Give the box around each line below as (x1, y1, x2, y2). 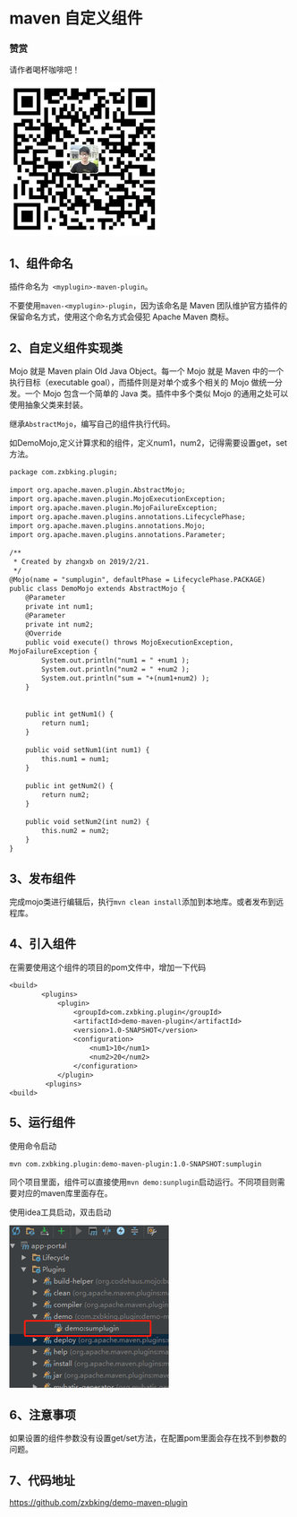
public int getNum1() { (25, 710, 115, 719)
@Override (25, 629, 63, 638)
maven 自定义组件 (9, 8, 143, 29)
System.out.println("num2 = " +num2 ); (41, 665, 191, 674)
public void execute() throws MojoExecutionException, (25, 638, 234, 647)
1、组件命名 (9, 256, 74, 271)
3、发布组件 (9, 871, 76, 886)
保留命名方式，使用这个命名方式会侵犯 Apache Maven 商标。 (9, 311, 234, 323)
